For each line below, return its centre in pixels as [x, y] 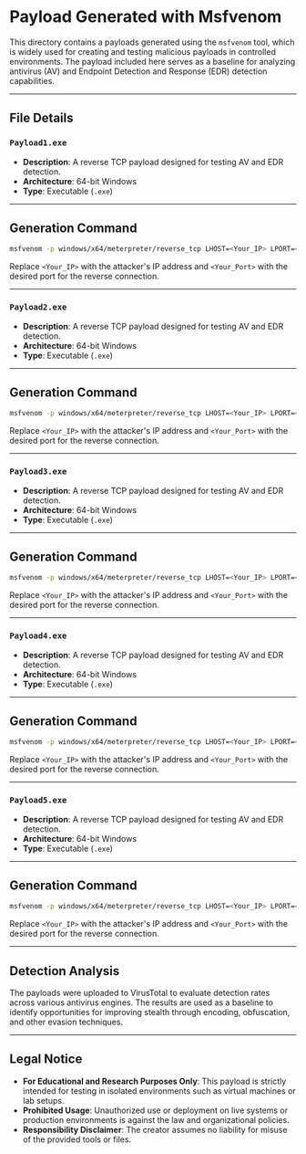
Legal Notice [46, 1060]
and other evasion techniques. [66, 1022]
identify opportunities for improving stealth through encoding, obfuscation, [150, 1012]
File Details [41, 118]
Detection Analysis [65, 971]
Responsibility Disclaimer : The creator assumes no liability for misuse [155, 1129]
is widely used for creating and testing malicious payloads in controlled [143, 51]
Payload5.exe [38, 800]
